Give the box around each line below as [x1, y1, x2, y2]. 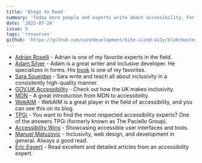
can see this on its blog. [14, 105, 74, 112]
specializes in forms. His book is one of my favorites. [14, 66, 146, 73]
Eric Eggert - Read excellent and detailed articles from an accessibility [14, 143, 189, 150]
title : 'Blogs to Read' [6, 8, 66, 15]
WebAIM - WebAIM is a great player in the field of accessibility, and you [14, 98, 192, 106]
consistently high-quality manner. [14, 79, 98, 86]
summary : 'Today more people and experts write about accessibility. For [6, 14, 195, 21]
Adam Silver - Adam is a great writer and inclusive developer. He [14, 60, 176, 67]
